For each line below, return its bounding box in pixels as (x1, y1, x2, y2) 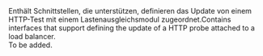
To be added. (8, 40, 53, 50)
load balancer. (8, 32, 56, 41)
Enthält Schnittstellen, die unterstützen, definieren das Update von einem (8, 6, 252, 15)
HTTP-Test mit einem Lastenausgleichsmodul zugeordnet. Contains (8, 14, 231, 24)
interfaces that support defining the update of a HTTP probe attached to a (8, 23, 255, 33)
